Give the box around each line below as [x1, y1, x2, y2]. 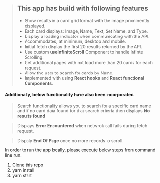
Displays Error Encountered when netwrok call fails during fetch [17, 123, 148, 129]
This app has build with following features [17, 4, 148, 13]
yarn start [12, 173, 32, 179]
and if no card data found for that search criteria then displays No [17, 108, 150, 114]
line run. [5, 152, 22, 158]
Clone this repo [12, 162, 43, 168]
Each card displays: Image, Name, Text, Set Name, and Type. [24, 28, 148, 34]
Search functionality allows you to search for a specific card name [17, 103, 151, 109]
